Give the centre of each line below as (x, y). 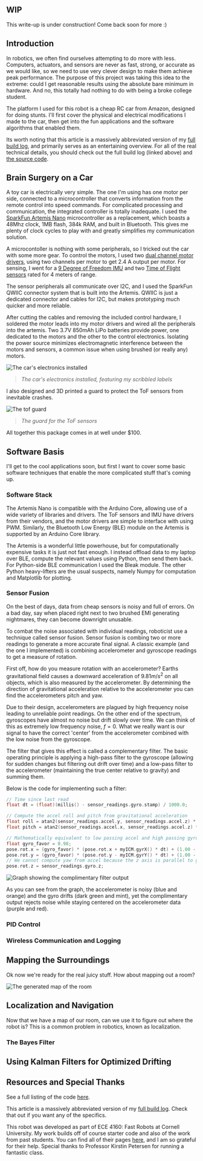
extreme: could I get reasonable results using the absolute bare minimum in (100, 83)
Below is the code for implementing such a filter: (66, 788)
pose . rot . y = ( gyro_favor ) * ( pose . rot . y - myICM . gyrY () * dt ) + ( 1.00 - (101, 855)
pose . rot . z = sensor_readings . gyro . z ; (55, 866)
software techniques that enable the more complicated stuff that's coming (98, 473)
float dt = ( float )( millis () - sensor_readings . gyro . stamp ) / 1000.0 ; (97, 805)
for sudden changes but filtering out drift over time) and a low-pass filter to (100, 764)
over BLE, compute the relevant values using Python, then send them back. (100, 558)
